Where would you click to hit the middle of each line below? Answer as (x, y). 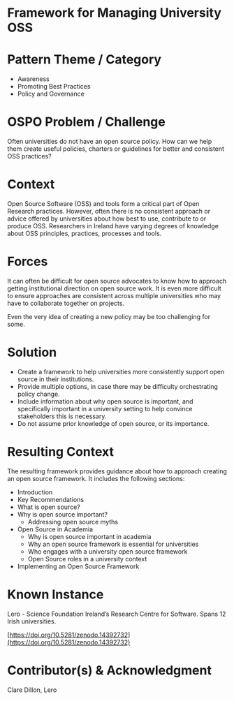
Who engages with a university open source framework (108, 551)
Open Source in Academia (55, 529)
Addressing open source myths (73, 522)
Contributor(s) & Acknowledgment (109, 670)
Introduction (35, 492)
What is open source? (49, 507)
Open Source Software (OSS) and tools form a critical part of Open (103, 204)
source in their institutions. (56, 379)
